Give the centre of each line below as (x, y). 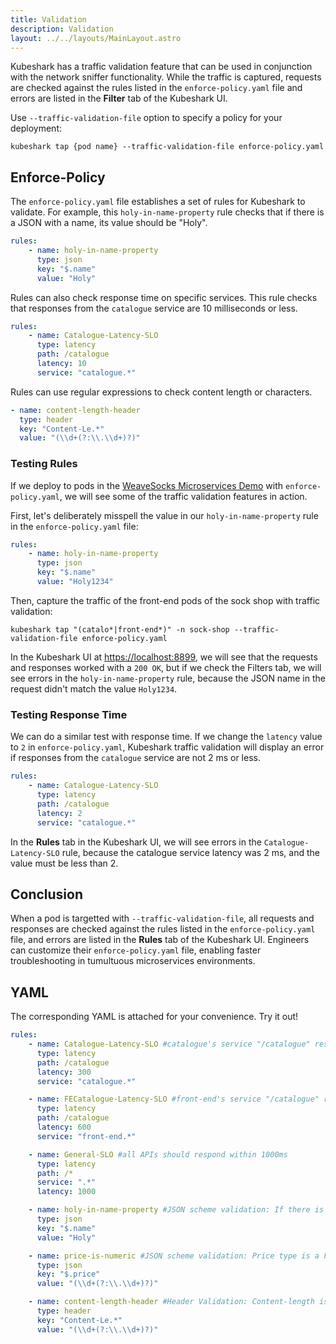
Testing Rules (44, 464)
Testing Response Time (69, 714)
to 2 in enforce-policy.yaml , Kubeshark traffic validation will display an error (167, 747)
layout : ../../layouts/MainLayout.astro (96, 38)
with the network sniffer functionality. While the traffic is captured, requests (166, 77)
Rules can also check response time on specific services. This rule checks (164, 297)
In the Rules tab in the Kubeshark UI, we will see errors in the (136, 842)
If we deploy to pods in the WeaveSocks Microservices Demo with (147, 485)
